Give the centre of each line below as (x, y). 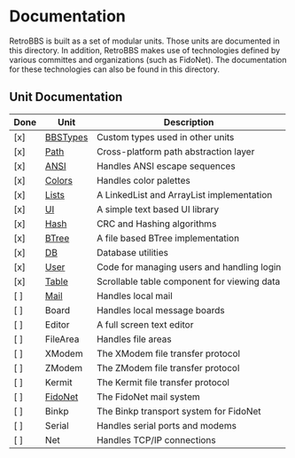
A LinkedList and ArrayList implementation (184, 194)
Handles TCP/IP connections (156, 439)
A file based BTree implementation (168, 238)
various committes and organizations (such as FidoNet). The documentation (148, 59)
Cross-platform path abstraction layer (175, 151)
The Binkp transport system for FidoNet (179, 411)
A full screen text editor (145, 324)
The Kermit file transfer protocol (163, 382)
